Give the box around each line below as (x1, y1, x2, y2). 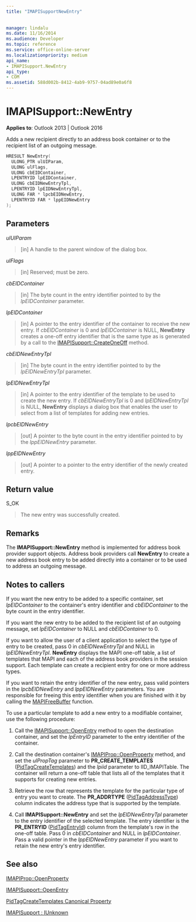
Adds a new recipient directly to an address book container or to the (6, 136, 171, 143)
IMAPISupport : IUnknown (6, 908, 68, 916)
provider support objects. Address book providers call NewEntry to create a (6, 550, 190, 557)
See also (6, 859, 38, 869)
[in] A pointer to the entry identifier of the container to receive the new (20, 320, 190, 327)
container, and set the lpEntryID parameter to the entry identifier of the (14, 733, 185, 740)
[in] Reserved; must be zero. (20, 268, 90, 275)
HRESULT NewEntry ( (6, 153, 51, 159)
